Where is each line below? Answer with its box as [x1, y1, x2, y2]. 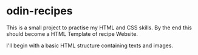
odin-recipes [6, 4, 73, 18]
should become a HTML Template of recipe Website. [6, 30, 138, 37]
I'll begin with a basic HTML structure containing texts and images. [6, 42, 174, 49]
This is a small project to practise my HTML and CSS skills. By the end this [6, 24, 193, 31]
